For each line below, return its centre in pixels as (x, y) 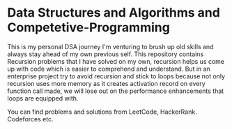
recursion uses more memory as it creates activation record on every (106, 83)
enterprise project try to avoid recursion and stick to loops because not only (116, 76)
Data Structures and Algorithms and (114, 13)
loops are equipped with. (43, 98)
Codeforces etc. (30, 119)
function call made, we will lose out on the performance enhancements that (116, 91)
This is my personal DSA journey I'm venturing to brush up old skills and (110, 46)
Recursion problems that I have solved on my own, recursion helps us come (116, 61)
